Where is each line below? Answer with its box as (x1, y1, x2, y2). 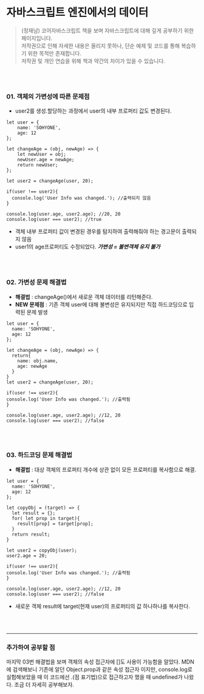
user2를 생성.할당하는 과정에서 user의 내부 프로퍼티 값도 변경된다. (15, 107, 172, 114)
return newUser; (17, 162, 59, 168)
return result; (12, 531, 50, 538)
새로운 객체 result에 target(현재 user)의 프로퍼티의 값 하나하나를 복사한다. (15, 602, 190, 609)
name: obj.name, (17, 357, 59, 364)
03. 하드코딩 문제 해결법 (6, 451, 73, 460)
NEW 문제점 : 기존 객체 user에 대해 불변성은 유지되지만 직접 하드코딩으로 (15, 301, 188, 308)
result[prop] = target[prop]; (17, 520, 94, 527)
